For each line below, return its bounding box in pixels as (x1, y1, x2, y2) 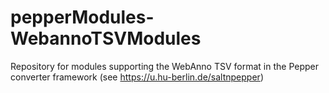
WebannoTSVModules (10, 27, 202, 50)
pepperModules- (10, 6, 155, 29)
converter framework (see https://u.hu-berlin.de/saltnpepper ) (10, 71, 264, 83)
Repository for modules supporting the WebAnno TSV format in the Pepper (10, 60, 319, 72)
